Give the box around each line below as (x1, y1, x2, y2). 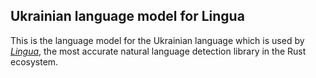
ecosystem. (10, 55, 59, 68)
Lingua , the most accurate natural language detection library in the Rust (10, 45, 307, 57)
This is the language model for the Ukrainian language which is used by (10, 34, 305, 46)
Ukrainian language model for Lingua (10, 8, 245, 25)
